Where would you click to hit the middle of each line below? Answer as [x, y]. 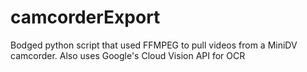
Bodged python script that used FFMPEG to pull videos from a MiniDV [154, 45]
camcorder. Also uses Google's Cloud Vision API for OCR [128, 55]
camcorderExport [85, 17]
